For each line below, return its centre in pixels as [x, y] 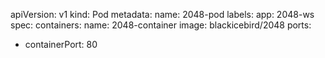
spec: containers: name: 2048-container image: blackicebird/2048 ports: [161, 25]
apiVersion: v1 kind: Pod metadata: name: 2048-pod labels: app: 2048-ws [162, 14]
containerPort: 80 [61, 44]
